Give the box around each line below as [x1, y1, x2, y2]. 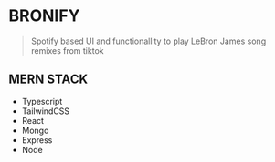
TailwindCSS [21, 106, 70, 116]
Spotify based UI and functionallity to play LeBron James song [30, 35, 267, 46]
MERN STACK [8, 72, 89, 87]
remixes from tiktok [30, 45, 104, 56]
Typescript [21, 96, 63, 106]
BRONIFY [8, 5, 80, 26]
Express [21, 134, 53, 146]
